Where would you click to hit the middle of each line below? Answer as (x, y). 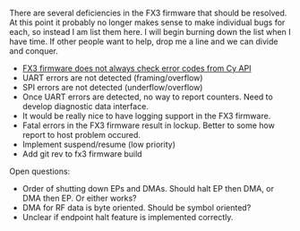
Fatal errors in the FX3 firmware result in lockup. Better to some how (148, 125)
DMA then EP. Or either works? (79, 198)
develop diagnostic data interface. (86, 106)
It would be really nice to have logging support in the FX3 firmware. (146, 116)
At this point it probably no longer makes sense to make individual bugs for (147, 22)
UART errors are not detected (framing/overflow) (112, 78)
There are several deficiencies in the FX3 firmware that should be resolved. (148, 13)
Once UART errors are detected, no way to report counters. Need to (147, 97)
